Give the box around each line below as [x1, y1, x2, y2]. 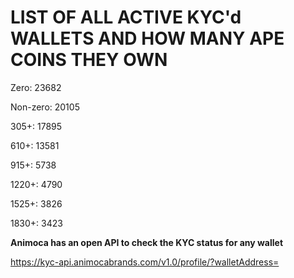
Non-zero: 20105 [10, 101, 80, 113]
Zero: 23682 [10, 81, 62, 93]
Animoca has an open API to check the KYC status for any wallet [10, 236, 284, 248]
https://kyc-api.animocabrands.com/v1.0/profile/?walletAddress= [10, 256, 280, 268]
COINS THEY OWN [10, 49, 168, 71]
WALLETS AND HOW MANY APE [10, 27, 285, 50]
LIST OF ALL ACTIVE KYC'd [10, 6, 242, 29]
